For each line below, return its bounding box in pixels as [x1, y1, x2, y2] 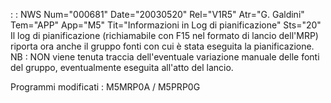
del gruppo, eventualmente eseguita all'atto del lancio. [10, 62, 234, 73]
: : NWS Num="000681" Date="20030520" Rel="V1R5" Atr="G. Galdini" [10, 9, 305, 20]
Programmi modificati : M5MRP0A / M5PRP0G [10, 81, 201, 93]
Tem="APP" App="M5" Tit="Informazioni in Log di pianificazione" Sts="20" [10, 19, 322, 31]
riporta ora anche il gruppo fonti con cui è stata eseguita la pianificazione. [10, 40, 315, 52]
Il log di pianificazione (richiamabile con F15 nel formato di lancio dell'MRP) [10, 30, 319, 41]
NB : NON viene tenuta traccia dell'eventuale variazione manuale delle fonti [10, 51, 320, 63]
